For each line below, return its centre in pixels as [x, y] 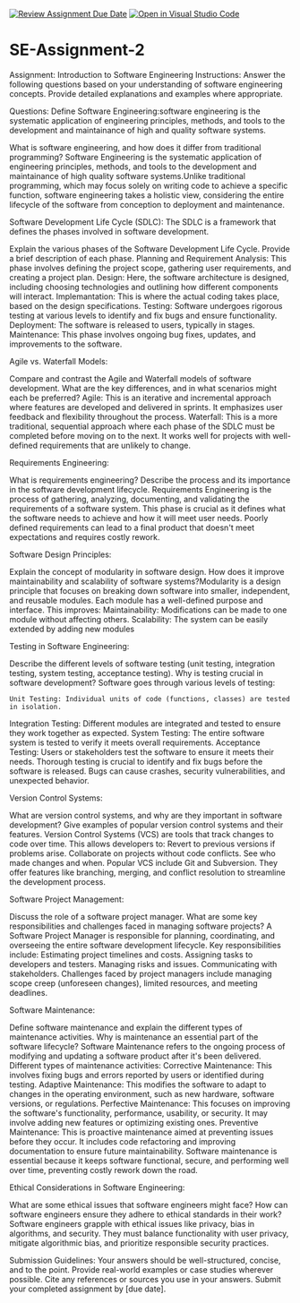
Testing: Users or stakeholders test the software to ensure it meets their [142, 751]
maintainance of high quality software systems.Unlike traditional [128, 176]
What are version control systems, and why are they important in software [146, 815]
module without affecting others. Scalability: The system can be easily [139, 619]
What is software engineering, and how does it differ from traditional [135, 147]
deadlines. [28, 992]
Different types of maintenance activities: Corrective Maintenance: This [141, 1065]
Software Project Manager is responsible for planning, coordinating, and [142, 935]
